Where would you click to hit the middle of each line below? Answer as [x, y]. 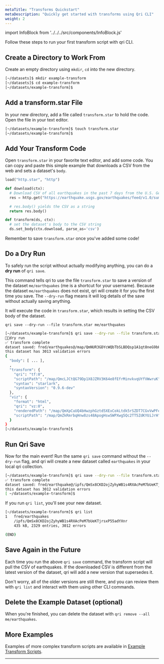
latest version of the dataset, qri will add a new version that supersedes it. [79, 572]
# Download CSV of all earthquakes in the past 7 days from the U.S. [82, 193]
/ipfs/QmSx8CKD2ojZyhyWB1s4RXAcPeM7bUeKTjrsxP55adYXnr [71, 521]
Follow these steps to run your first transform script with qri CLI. [69, 42]
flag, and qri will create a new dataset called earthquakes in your [86, 461]
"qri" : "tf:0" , [29, 374]
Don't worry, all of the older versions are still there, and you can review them [82, 582]
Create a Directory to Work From [55, 58]
